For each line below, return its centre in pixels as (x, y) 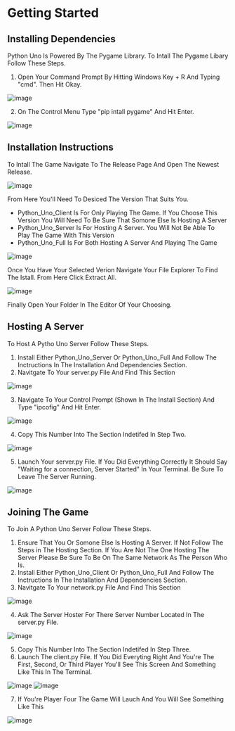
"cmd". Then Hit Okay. (49, 84)
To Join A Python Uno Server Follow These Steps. (79, 529)
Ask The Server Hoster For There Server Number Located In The (111, 615)
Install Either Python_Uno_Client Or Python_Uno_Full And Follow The (116, 573)
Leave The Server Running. (57, 476)
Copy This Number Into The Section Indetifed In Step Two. (102, 434)
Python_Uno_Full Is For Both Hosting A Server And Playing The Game (117, 242)
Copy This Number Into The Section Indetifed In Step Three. (104, 649)
